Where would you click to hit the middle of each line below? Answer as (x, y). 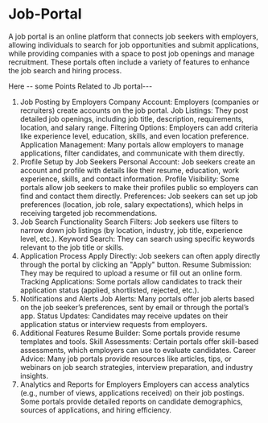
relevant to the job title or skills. (72, 247)
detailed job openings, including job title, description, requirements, (132, 118)
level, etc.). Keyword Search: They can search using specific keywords (137, 238)
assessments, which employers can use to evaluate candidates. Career (138, 350)
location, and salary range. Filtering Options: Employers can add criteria (139, 127)
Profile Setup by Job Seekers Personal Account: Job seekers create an (138, 161)
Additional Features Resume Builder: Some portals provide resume (130, 333)
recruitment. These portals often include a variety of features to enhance (129, 62)
